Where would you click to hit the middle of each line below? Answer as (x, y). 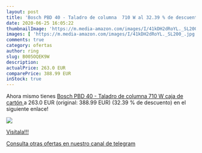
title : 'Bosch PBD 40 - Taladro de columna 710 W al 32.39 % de (90, 17)
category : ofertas (29, 46)
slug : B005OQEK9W (28, 57)
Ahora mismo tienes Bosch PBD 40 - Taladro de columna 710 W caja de (95, 96)
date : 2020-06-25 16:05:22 (40, 23)
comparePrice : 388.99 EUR (38, 73)
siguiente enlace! (27, 109)
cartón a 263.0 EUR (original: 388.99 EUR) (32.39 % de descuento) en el (96, 102)
